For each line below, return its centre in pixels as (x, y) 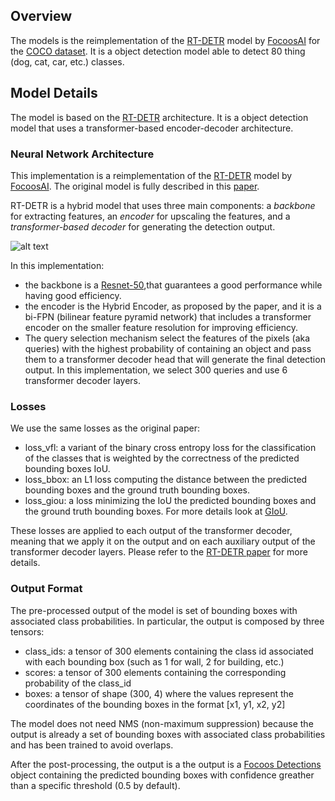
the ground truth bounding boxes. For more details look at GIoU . (156, 511)
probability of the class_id (78, 683)
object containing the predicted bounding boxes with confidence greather (162, 775)
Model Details (54, 93)
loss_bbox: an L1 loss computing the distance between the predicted (166, 480)
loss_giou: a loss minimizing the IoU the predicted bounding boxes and (170, 501)
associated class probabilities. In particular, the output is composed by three (167, 621)
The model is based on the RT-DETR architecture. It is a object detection (159, 117)
